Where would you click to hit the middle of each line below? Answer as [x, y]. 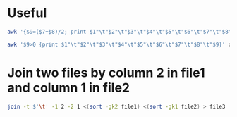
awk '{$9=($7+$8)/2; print [47, 32]
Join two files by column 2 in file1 [106, 73]
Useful [27, 13]
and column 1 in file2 [69, 88]
